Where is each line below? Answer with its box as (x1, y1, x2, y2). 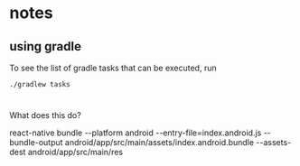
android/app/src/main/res (27, 147, 124, 158)
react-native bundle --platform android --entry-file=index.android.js (9, 127, 262, 138)
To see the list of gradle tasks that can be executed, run (9, 62, 217, 73)
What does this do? (9, 110, 81, 121)
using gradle (9, 39, 82, 54)
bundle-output (9, 137, 63, 148)
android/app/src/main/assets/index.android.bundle (64, 137, 255, 148)
